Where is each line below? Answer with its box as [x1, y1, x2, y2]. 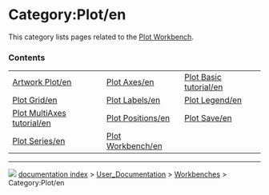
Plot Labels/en [106, 94, 161, 105]
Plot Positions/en [106, 113, 171, 124]
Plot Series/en [12, 136, 66, 147]
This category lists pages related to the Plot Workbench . [8, 32, 195, 42]
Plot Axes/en [106, 77, 155, 88]
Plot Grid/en [12, 94, 58, 105]
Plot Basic [183, 72, 222, 83]
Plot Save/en [183, 113, 232, 124]
